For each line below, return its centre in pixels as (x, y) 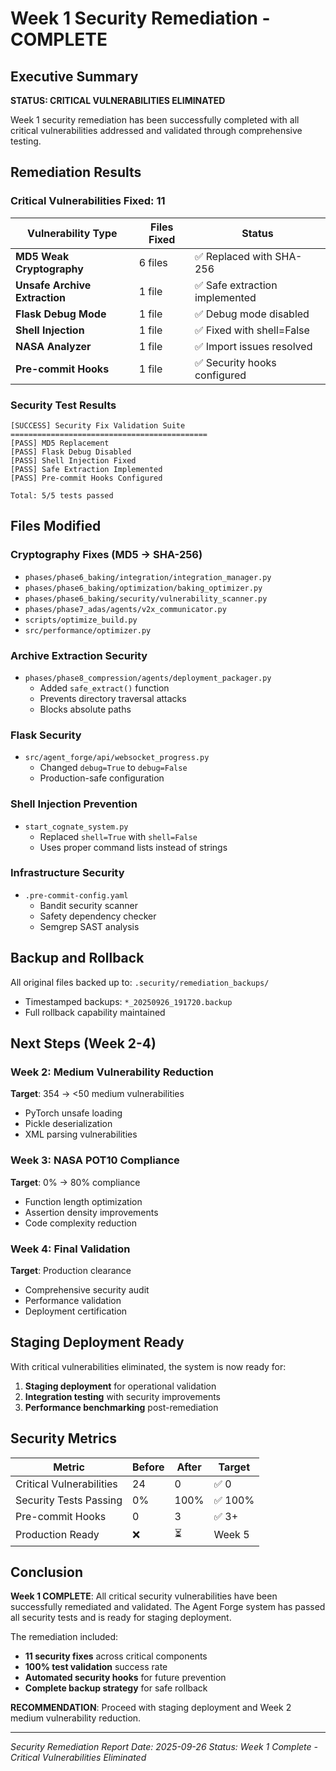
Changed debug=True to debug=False (113, 768)
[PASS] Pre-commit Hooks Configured (86, 478)
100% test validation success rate (96, 1667)
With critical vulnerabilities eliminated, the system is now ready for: (148, 1366)
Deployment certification (76, 1311)
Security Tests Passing (69, 1500)
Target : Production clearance (71, 1270)
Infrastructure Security (67, 873)
